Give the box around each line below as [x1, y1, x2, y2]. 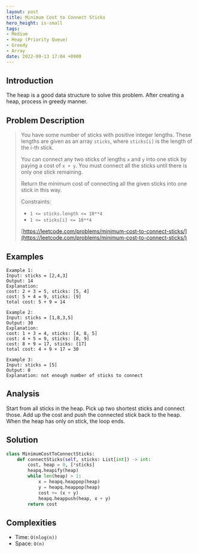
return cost [28, 501, 58, 507]
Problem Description [6, 115, 85, 125]
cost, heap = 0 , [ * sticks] [28, 462, 95, 468]
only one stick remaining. [20, 169, 83, 176]
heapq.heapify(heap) [28, 468, 79, 474]
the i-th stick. [20, 144, 54, 151]
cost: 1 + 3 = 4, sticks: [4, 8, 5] [6, 331, 98, 337]
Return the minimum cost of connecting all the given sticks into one [20, 180, 187, 187]
